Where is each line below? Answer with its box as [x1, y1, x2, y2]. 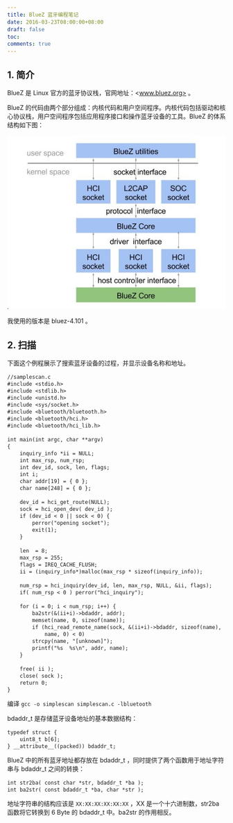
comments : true [7, 40, 51, 48]
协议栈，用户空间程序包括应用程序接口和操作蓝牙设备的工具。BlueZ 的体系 [12, 112, 226, 120]
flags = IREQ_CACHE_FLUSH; [19, 562, 98, 569]
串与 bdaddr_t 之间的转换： [7, 765, 85, 773]
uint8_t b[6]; [19, 736, 60, 743]
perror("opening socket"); [32, 520, 110, 527]
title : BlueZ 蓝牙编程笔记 [7, 11, 79, 18]
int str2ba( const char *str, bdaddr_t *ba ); [7, 779, 144, 787]
